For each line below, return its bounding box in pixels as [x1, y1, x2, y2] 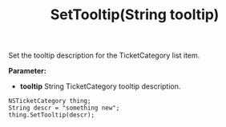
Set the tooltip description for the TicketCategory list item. [8, 50, 200, 61]
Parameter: [8, 66, 46, 76]
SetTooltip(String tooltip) [50, 6, 220, 24]
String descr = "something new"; [8, 104, 120, 113]
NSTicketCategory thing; [8, 97, 91, 105]
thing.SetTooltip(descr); [8, 111, 95, 119]
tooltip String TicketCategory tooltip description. [19, 81, 181, 91]
